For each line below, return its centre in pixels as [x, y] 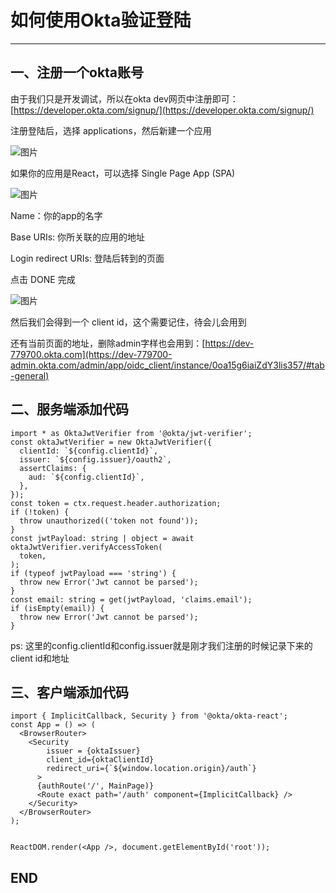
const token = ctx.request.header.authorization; [116, 503]
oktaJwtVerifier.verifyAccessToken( [86, 547]
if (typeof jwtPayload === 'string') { [93, 573]
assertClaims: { [53, 468]
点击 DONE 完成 [43, 279]
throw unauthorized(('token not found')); [109, 521]
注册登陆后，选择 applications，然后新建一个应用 [111, 130]
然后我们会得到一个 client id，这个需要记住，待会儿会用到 [128, 322]
